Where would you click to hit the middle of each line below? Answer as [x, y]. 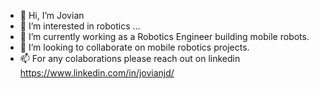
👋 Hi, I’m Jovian [52, 15]
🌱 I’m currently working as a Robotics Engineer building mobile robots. [164, 36]
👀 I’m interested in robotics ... [80, 26]
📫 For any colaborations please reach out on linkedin [130, 58]
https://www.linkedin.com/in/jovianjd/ [97, 73]
